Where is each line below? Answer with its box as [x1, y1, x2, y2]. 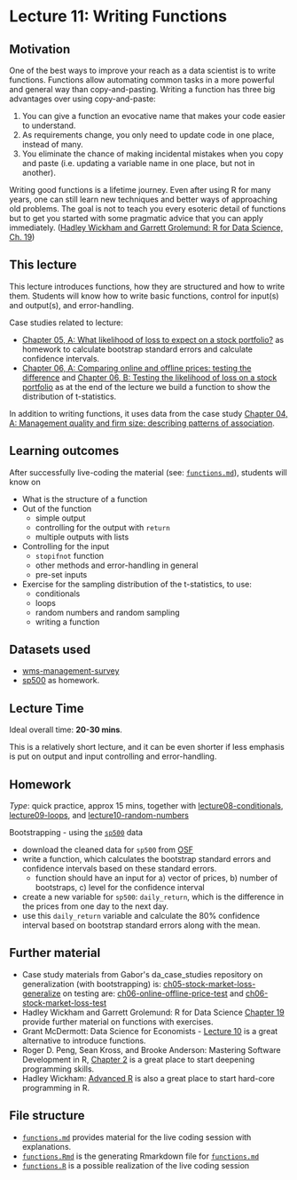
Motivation [9, 42, 71, 57]
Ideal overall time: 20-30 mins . [9, 724, 122, 735]
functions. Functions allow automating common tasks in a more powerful [9, 75, 275, 85]
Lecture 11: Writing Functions [9, 6, 228, 27]
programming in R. [21, 1082, 90, 1093]
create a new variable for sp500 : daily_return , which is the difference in [21, 891, 285, 903]
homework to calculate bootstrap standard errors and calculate [21, 344, 253, 355]
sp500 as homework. [21, 675, 100, 686]
